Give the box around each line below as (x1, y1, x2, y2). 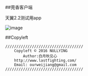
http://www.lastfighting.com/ (14, 58, 77, 63)
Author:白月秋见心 (23, 54, 57, 59)
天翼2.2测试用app (5, 15, 42, 21)
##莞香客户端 (5, 4, 33, 10)
